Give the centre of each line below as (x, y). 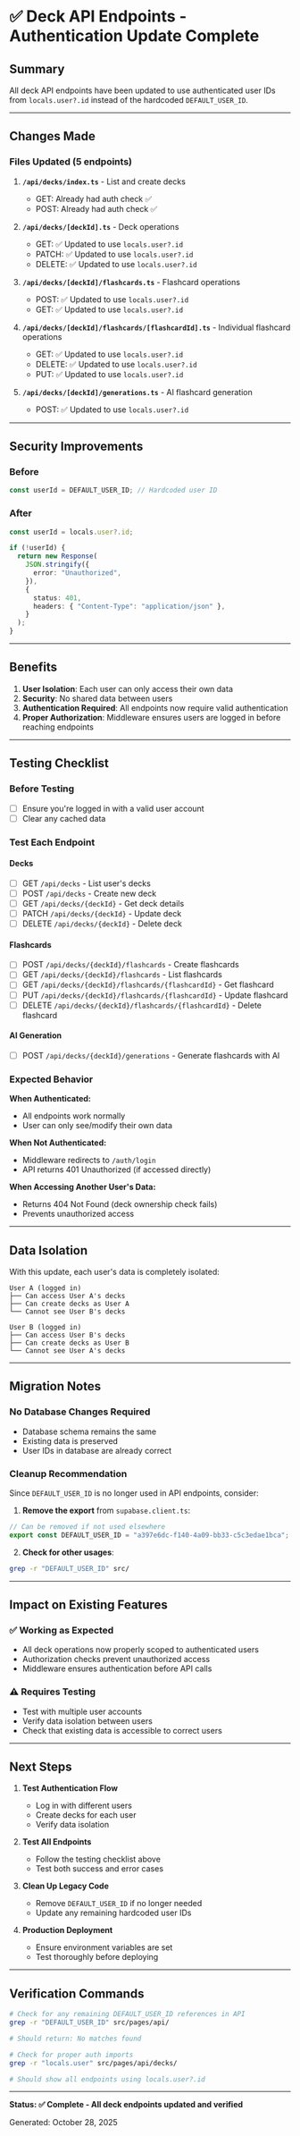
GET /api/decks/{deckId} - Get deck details (103, 903)
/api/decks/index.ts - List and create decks (104, 182)
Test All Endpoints (57, 1842)
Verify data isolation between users (87, 1721)
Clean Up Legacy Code (66, 1886)
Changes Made (52, 136)
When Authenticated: (50, 1099)
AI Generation (36, 1035)
